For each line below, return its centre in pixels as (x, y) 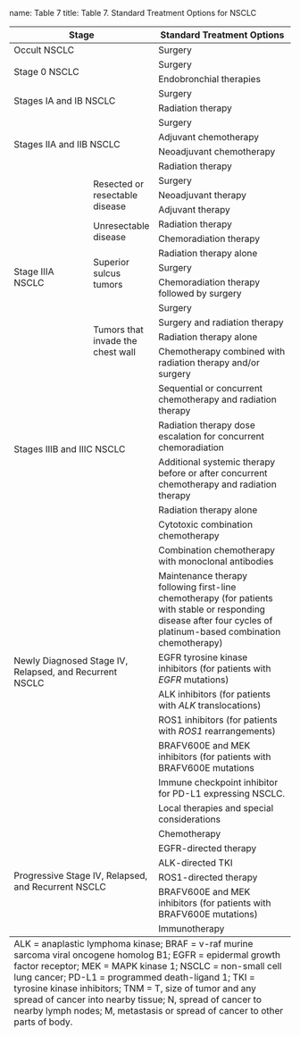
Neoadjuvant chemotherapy (217, 151)
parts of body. (43, 1022)
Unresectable (121, 226)
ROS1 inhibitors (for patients (218, 720)
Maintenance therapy (203, 576)
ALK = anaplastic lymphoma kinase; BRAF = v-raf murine (133, 944)
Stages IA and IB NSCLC (65, 100)
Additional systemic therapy (216, 462)
